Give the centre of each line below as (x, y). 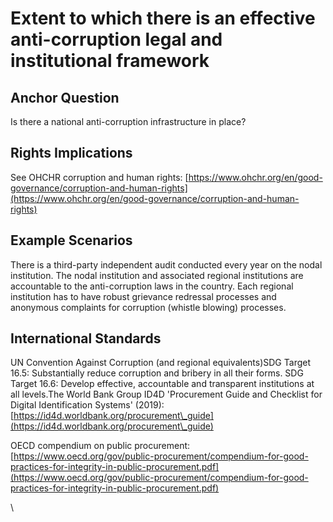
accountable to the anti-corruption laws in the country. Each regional (152, 286)
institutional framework (110, 61)
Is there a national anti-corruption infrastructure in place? (128, 121)
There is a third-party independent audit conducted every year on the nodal (166, 264)
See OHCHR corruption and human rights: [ (99, 177)
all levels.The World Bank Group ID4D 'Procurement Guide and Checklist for (166, 394)
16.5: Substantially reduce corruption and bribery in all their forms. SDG (157, 373)
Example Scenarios (71, 240)
